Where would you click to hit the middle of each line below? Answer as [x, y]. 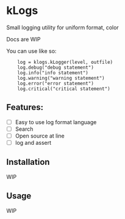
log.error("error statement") [56, 83]
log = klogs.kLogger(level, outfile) [65, 62]
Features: [25, 107]
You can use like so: [31, 51]
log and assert [33, 142]
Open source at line [40, 136]
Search [24, 129]
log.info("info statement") [53, 73]
